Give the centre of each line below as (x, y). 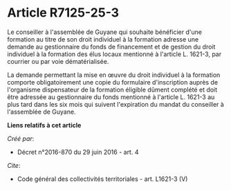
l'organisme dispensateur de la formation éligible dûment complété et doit (112, 89)
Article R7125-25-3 (63, 13)
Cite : (14, 165)
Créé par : (21, 138)
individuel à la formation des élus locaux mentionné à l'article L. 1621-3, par (114, 54)
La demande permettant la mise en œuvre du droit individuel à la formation (114, 75)
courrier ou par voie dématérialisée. (58, 61)
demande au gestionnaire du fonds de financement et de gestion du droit (111, 46)
